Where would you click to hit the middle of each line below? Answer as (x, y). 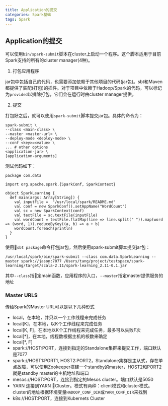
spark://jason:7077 (41, 261)
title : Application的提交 (31, 10)
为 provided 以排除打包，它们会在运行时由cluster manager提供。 (71, 94)
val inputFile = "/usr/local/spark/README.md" (65, 202)
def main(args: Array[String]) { (45, 198)
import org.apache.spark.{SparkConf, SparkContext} (60, 184)
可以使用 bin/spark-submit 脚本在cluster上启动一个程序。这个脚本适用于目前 (83, 54)
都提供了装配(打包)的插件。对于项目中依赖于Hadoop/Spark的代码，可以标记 (84, 88)
